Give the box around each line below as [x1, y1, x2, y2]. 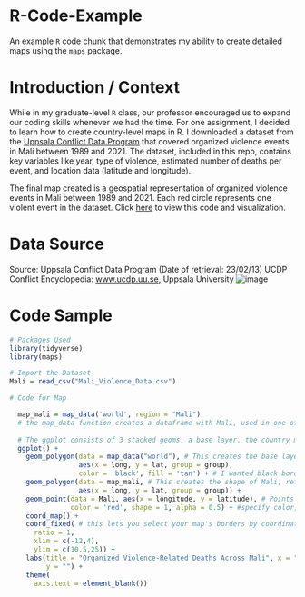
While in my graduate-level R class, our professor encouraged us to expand [9, 106, 291, 118]
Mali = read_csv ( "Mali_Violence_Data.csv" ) [9, 377, 177, 386]
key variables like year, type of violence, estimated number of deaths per [9, 155, 282, 166]
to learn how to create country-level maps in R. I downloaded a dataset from [9, 126, 294, 137]
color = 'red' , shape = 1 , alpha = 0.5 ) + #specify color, [70, 502, 299, 512]
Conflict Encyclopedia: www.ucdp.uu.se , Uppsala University [9, 274, 234, 284]
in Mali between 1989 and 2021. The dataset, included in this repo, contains [9, 145, 292, 156]
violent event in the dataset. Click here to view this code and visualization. [9, 202, 286, 213]
